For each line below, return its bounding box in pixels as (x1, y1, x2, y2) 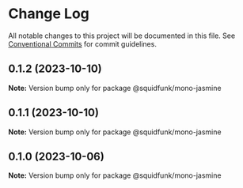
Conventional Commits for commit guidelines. (8, 39, 157, 48)
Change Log (8, 5, 89, 23)
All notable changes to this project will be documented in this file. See (8, 31, 236, 40)
